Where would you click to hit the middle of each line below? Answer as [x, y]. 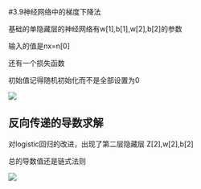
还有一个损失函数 [37, 63]
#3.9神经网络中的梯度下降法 [55, 12]
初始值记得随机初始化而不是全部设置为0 [74, 80]
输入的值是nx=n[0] [39, 46]
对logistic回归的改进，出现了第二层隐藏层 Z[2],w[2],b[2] [101, 144]
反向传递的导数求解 [56, 123]
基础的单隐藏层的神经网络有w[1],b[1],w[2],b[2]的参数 [95, 29]
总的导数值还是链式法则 [47, 161]
